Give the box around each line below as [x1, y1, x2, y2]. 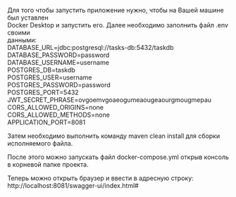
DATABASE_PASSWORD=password [7, 51, 110, 59]
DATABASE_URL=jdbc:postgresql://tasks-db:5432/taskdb [7, 44, 174, 51]
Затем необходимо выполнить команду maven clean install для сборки [7, 132, 221, 140]
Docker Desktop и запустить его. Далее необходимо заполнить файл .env [7, 21, 229, 29]
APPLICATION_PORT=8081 [7, 118, 86, 126]
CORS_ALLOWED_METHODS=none [7, 110, 111, 119]
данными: [7, 36, 37, 44]
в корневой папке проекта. [7, 160, 89, 168]
